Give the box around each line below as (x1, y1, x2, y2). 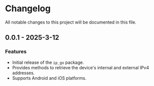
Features (5, 48, 27, 55)
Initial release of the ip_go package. (12, 59, 84, 65)
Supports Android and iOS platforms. (12, 75, 87, 81)
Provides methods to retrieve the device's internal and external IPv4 (12, 64, 149, 70)
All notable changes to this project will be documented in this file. (5, 19, 137, 25)
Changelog (5, 3, 51, 14)
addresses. (12, 70, 35, 76)
